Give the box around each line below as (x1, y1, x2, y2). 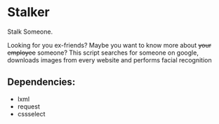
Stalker (7, 4, 51, 20)
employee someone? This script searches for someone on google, (7, 48, 199, 57)
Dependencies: (7, 76, 76, 88)
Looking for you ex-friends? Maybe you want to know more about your (7, 41, 212, 49)
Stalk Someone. (7, 27, 53, 36)
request (17, 102, 40, 111)
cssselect (17, 109, 46, 118)
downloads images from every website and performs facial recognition (7, 55, 212, 64)
